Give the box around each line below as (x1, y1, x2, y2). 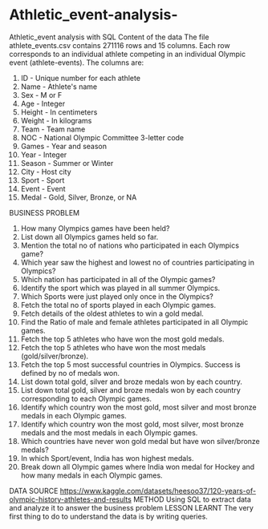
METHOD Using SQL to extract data (132, 495, 252, 504)
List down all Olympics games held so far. (20, 232, 159, 241)
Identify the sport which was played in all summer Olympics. (20, 283, 221, 293)
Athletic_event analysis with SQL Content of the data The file (9, 32, 209, 42)
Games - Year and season (20, 141, 108, 151)
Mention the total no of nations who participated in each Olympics (20, 240, 240, 250)
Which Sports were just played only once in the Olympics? (20, 291, 213, 301)
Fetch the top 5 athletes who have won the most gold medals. (20, 334, 225, 344)
